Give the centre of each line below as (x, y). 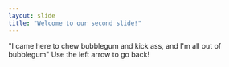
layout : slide (32, 16)
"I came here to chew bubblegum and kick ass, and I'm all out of (115, 45)
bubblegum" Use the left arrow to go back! (79, 54)
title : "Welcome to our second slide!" (75, 23)
